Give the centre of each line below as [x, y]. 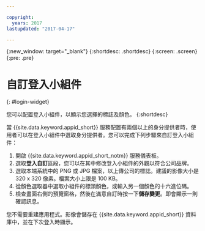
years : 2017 [27, 23]
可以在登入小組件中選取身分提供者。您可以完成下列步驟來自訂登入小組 [105, 135]
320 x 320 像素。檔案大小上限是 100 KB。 [68, 178]
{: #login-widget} [28, 102]
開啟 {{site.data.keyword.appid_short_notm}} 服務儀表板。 [88, 156]
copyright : [20, 17]
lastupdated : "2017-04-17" [41, 29]
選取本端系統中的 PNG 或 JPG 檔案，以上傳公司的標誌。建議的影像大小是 [107, 171]
